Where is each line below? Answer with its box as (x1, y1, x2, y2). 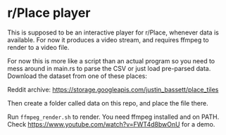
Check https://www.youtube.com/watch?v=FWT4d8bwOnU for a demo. (7, 120, 215, 128)
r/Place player (7, 5, 91, 21)
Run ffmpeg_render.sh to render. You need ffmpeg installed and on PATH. (7, 112, 220, 121)
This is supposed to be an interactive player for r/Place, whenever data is (7, 28, 220, 37)
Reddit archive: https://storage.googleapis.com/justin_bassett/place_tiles (7, 85, 219, 94)
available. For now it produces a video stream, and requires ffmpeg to (7, 35, 209, 44)
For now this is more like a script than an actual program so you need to (7, 56, 215, 65)
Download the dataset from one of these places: (7, 72, 148, 80)
